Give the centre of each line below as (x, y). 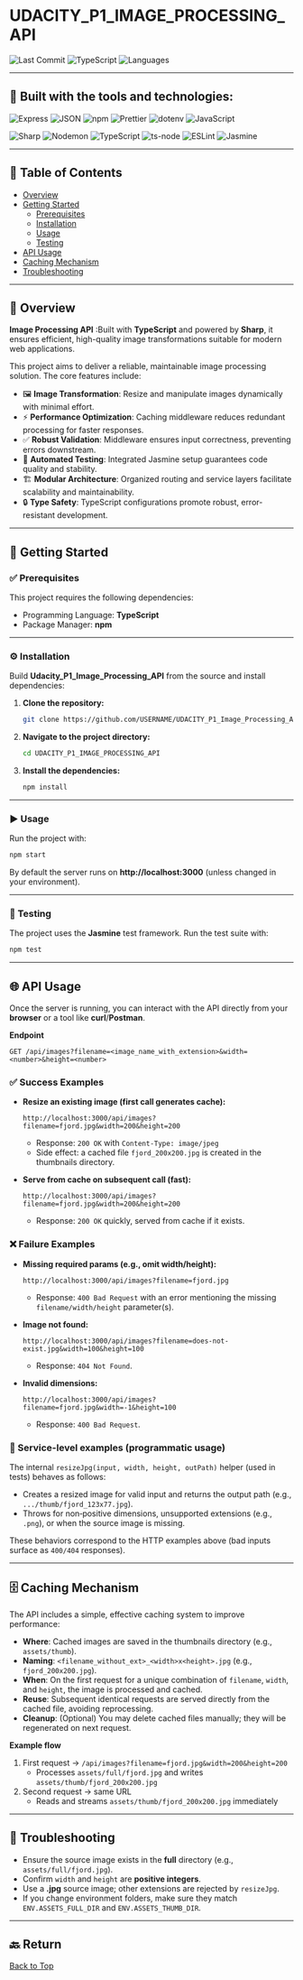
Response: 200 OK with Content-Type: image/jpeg (127, 1143)
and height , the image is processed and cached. (112, 1689)
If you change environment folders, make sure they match (130, 1898)
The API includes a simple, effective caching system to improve (127, 1614)
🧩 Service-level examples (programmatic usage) (118, 1448)
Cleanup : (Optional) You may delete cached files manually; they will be (154, 1718)
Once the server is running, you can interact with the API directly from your (149, 1008)
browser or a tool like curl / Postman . (78, 1018)
